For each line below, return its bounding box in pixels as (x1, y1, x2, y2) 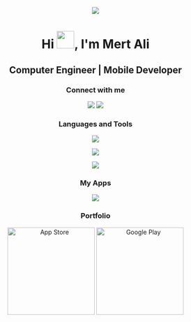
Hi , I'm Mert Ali (41, 36, 150, 52)
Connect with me (66, 85, 125, 94)
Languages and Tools (58, 119, 133, 129)
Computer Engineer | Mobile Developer (8, 64, 183, 76)
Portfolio (80, 211, 111, 221)
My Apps (79, 178, 112, 188)
